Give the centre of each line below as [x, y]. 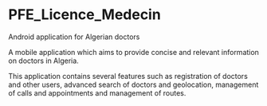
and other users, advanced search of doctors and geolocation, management [133, 84]
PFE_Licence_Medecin [84, 15]
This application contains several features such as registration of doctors [128, 76]
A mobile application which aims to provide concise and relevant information [133, 52]
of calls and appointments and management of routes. [97, 92]
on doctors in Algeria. [44, 61]
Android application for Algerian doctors [74, 37]
